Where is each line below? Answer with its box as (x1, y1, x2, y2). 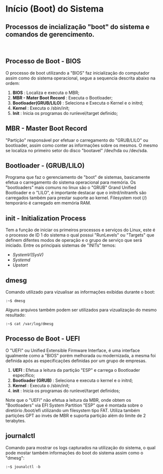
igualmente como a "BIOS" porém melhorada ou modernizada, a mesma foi (5, 352, 156, 358)
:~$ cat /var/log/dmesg (5, 321, 54, 327)
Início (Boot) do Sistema (5, 3, 104, 15)
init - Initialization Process (5, 214, 86, 222)
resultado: (5, 312, 26, 318)
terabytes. (5, 418, 26, 424)
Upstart (12, 262, 28, 268)
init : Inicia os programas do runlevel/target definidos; (12, 388, 120, 394)
